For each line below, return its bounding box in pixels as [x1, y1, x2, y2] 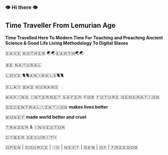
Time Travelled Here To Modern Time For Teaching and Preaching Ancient [5, 34, 163, 41]
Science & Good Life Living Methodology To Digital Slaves [5, 40, 128, 46]
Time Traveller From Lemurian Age [5, 21, 116, 30]
